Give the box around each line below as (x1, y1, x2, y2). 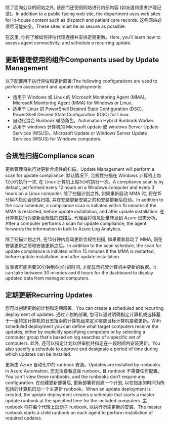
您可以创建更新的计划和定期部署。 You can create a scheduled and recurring (5, 305, 164, 311)
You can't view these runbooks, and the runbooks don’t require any (5, 373, 146, 380)
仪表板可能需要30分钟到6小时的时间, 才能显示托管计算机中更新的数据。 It (5, 264, 156, 270)
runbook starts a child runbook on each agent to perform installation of (5, 410, 153, 416)
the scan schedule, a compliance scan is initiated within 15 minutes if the (5, 202, 157, 208)
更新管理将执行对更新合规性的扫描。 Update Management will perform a (5, 166, 155, 172)
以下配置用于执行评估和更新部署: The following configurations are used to (5, 78, 158, 84)
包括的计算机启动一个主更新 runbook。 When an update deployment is (5, 386, 151, 392)
